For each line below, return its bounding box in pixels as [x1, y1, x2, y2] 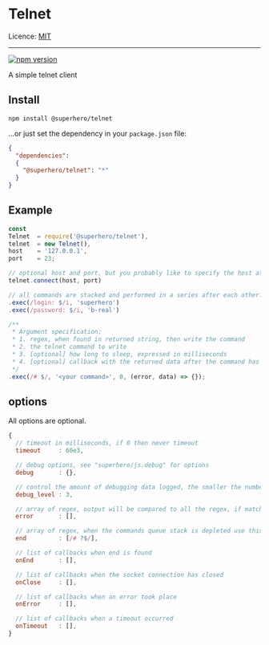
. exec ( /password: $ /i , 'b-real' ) [8, 306, 120, 314]
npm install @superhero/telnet [8, 114, 113, 123]
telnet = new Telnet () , [8, 240, 91, 248]
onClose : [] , [15, 578, 78, 586]
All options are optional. [8, 416, 86, 426]
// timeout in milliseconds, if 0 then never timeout [15, 439, 199, 448]
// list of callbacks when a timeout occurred [15, 615, 174, 623]
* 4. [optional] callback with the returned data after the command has [11, 358, 260, 366]
